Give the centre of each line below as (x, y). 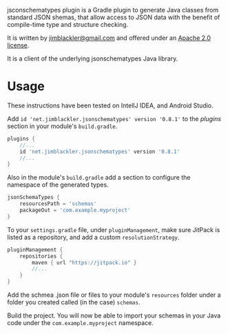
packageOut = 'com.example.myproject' (75, 210)
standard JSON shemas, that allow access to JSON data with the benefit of (114, 17)
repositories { (41, 256)
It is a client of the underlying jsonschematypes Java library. (93, 59)
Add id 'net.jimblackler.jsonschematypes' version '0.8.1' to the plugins (114, 118)
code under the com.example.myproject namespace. (80, 323)
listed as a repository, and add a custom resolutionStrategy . (93, 237)
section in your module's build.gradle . (62, 126)
